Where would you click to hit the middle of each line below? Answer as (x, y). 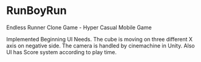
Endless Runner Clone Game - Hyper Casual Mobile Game (79, 27)
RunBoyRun (36, 11)
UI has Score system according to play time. (62, 52)
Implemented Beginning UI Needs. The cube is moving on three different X (100, 39)
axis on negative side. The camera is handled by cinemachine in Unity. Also (101, 46)
